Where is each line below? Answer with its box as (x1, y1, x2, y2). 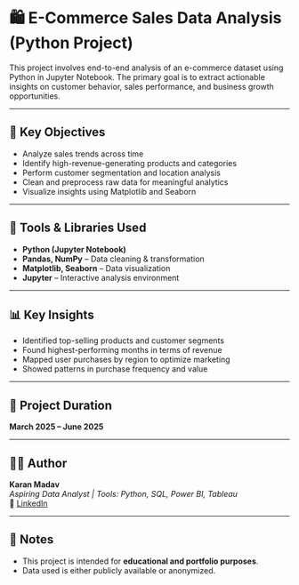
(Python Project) (9, 33, 133, 53)
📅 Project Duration (9, 397, 113, 413)
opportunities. (9, 91, 61, 101)
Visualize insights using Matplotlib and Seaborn (21, 186, 197, 196)
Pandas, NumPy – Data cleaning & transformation (21, 253, 205, 264)
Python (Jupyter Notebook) (21, 244, 126, 254)
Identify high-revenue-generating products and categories (21, 157, 238, 168)
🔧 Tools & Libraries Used (9, 220, 147, 236)
